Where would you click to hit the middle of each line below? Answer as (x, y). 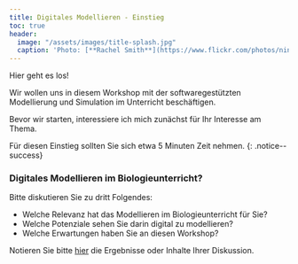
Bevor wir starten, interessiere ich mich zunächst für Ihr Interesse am (135, 120)
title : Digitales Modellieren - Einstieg (87, 17)
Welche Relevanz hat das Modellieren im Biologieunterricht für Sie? (145, 214)
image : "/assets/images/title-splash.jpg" (97, 42)
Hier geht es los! (39, 75)
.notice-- (271, 146)
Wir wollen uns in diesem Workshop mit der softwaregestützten (125, 93)
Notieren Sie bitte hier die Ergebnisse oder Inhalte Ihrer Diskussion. (132, 251)
